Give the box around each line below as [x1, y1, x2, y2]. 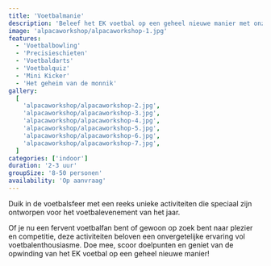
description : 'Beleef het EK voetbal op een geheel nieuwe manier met [8, 19, 251, 27]
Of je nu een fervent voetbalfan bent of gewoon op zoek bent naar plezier [8, 222, 253, 232]
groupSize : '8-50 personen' [8, 169, 103, 177]
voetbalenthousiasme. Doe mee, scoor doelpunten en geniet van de [8, 239, 234, 250]
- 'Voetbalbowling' [15, 42, 81, 50]
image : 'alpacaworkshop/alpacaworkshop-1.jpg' [8, 27, 168, 35]
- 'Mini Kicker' [15, 72, 70, 80]
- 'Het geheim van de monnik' [15, 79, 117, 87]
